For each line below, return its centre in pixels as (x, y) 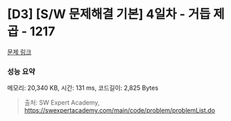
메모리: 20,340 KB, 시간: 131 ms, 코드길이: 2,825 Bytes (83, 88)
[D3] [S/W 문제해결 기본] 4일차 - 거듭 (109, 14)
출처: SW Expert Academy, (62, 103)
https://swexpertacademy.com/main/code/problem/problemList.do (120, 111)
